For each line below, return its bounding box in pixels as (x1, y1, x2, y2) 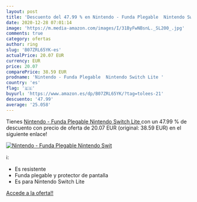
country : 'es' (6, 80, 41, 86)
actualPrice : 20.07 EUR (6, 52, 64, 58)
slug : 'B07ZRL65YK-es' (6, 47, 62, 53)
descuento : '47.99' (6, 96, 54, 102)
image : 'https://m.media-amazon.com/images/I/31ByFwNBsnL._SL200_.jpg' (6, 25, 185, 31)
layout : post (6, 8, 38, 15)
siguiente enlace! (6, 130, 47, 137)
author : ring (6, 42, 38, 48)
